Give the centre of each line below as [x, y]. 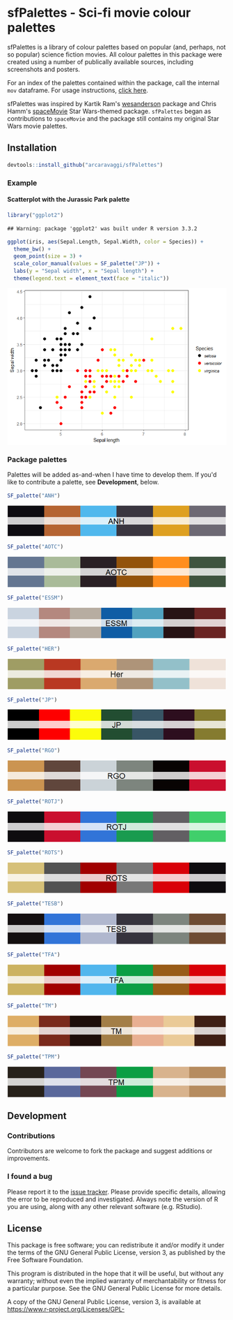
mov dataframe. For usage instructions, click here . [78, 90]
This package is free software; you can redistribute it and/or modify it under [116, 1245]
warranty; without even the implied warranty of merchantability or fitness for [116, 1281]
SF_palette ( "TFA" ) [34, 954]
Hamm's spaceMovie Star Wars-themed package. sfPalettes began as [109, 111]
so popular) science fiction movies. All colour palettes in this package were [115, 54]
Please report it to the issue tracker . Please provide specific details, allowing [116, 1192]
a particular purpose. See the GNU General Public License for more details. [115, 1289]
